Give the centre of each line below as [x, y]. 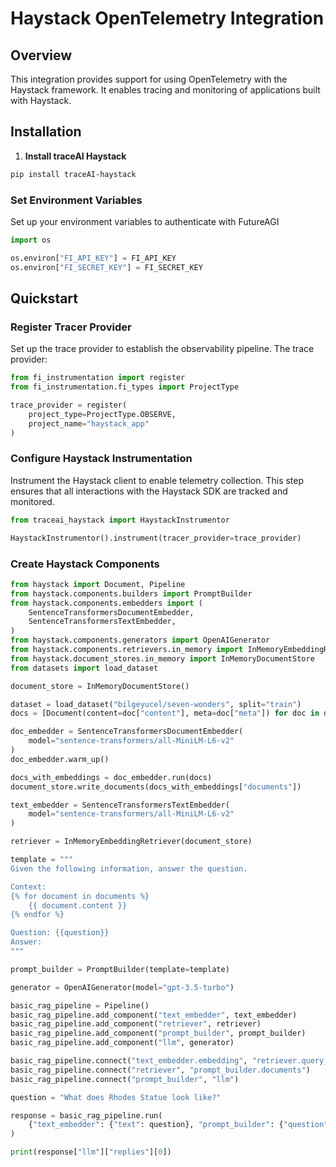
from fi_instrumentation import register [98, 378]
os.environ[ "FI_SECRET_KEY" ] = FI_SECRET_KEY [106, 267]
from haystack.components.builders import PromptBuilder [131, 593]
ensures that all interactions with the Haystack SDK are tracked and [149, 491]
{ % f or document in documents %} [80, 896]
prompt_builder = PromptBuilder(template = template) [120, 969]
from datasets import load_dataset [84, 668]
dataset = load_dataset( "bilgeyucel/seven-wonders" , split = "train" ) [156, 704]
